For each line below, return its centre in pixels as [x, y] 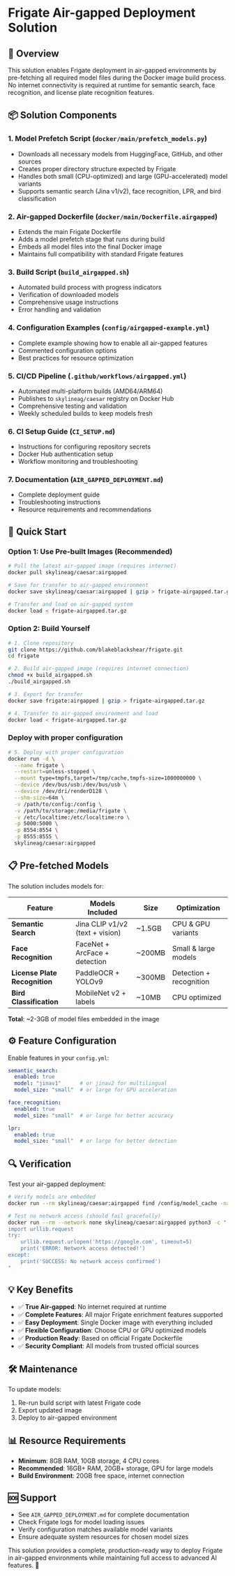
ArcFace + [93, 953]
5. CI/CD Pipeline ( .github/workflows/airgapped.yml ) [97, 376]
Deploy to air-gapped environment [67, 1418]
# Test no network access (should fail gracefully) [84, 1216]
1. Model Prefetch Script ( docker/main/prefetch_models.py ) [108, 139]
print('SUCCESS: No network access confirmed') [91, 1261]
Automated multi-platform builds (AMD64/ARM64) [90, 391]
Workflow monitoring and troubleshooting [78, 462]
